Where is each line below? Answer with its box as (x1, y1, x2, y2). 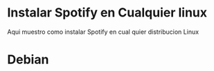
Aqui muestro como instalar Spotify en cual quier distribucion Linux (7, 28, 199, 36)
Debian (7, 52, 49, 68)
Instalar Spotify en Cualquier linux (7, 5, 208, 21)
